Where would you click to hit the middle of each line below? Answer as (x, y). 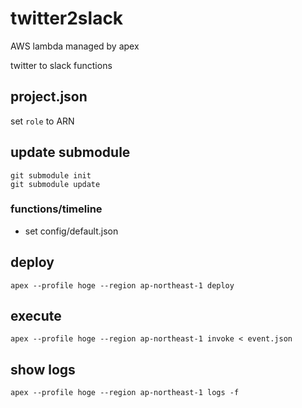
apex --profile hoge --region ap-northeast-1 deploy (122, 285)
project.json (49, 97)
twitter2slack (67, 18)
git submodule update (55, 184)
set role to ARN (42, 121)
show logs (43, 369)
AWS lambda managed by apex (75, 46)
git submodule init (51, 175)
